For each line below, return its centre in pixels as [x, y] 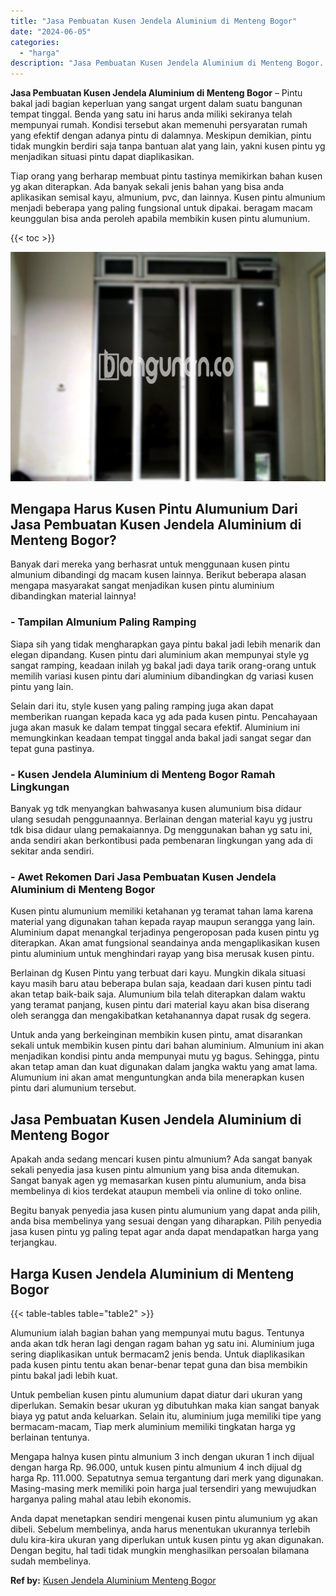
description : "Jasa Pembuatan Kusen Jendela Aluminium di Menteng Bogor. [167, 63]
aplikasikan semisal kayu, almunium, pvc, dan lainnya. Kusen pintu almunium [168, 197]
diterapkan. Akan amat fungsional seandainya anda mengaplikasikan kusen [165, 943]
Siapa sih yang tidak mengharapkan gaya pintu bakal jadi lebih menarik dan [165, 644]
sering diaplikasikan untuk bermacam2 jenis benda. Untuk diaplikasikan [157, 1354]
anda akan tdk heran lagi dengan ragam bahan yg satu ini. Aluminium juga [162, 1343]
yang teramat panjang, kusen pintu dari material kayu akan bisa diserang [160, 1005]
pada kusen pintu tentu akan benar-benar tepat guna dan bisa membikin [159, 1364]
